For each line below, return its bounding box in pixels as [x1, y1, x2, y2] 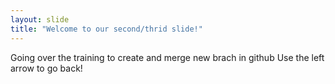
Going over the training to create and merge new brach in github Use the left [10, 51, 325, 63]
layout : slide [10, 14, 70, 25]
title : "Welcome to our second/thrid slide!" [10, 24, 203, 34]
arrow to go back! [10, 62, 83, 74]
